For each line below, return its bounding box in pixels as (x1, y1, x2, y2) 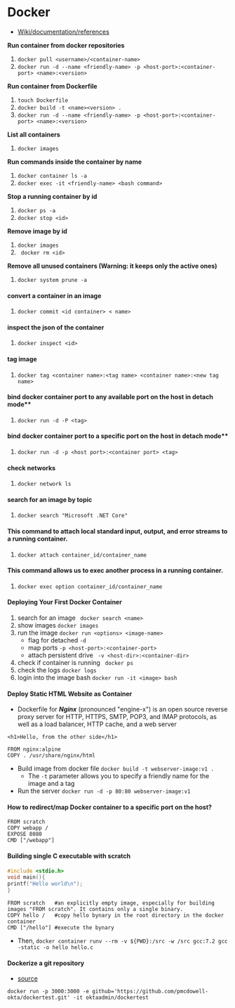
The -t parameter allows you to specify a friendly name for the (27, 772, 210, 780)
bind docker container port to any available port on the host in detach (7, 393, 214, 401)
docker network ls (17, 481, 72, 488)
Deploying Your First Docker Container (7, 598, 123, 607)
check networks (7, 463, 56, 472)
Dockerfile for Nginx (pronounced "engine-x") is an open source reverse (17, 705, 228, 713)
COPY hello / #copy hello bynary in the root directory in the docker (7, 912, 224, 919)
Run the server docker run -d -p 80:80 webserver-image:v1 (17, 787, 191, 795)
